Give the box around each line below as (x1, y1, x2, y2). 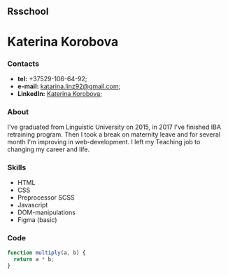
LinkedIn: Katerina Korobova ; (17, 89, 103, 97)
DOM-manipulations (17, 208, 76, 216)
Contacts (7, 59, 40, 69)
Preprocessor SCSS (17, 193, 75, 202)
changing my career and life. (7, 145, 90, 153)
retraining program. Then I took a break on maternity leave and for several (7, 130, 220, 139)
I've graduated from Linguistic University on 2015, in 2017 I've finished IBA (7, 123, 222, 132)
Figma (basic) (17, 216, 57, 224)
